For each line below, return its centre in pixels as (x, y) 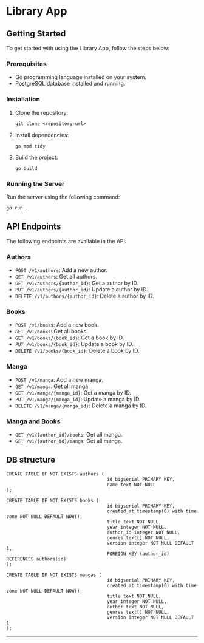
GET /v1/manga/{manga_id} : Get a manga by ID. (73, 392)
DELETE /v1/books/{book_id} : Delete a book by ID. (77, 351)
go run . (17, 208)
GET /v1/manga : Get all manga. (52, 386)
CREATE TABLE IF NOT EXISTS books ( (53, 500)
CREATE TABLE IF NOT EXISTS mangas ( (54, 575)
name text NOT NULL (131, 485)
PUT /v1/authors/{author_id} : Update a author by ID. (81, 289)
